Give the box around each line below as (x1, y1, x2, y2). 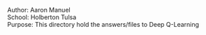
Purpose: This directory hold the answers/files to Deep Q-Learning (7, 21, 200, 28)
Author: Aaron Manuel (7, 6, 71, 14)
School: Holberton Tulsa (7, 13, 77, 21)
